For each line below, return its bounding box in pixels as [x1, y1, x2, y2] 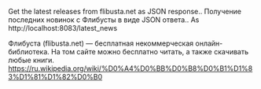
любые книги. [8, 55, 55, 65]
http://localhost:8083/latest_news [8, 24, 118, 32]
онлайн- [195, 39, 223, 48]
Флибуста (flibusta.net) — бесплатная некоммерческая [8, 39, 194, 48]
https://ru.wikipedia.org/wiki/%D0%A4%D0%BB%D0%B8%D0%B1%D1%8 [8, 64, 253, 73]
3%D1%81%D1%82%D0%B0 [8, 72, 103, 81]
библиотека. [8, 47, 50, 56]
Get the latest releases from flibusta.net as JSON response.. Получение [8, 7, 242, 16]
